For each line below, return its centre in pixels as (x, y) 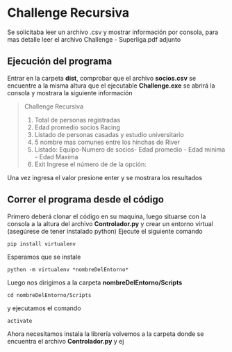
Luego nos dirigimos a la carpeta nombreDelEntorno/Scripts (95, 282)
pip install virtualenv (42, 244)
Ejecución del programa (60, 62)
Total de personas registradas (77, 120)
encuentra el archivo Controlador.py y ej (66, 341)
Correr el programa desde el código (86, 200)
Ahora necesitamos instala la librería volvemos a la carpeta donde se (106, 334)
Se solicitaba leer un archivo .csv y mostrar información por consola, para (113, 32)
